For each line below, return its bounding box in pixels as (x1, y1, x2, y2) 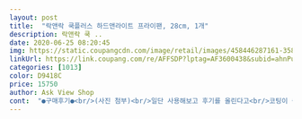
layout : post (9, 13, 58, 22)
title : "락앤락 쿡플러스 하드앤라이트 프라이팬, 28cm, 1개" (9, 21, 209, 30)
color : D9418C (9, 72, 63, 81)
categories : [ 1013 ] (9, 64, 83, 72)
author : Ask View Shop (9, 88, 94, 97)
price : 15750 (9, 80, 58, 89)
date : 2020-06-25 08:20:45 (9, 38, 111, 47)
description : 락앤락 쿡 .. (9, 30, 103, 38)
